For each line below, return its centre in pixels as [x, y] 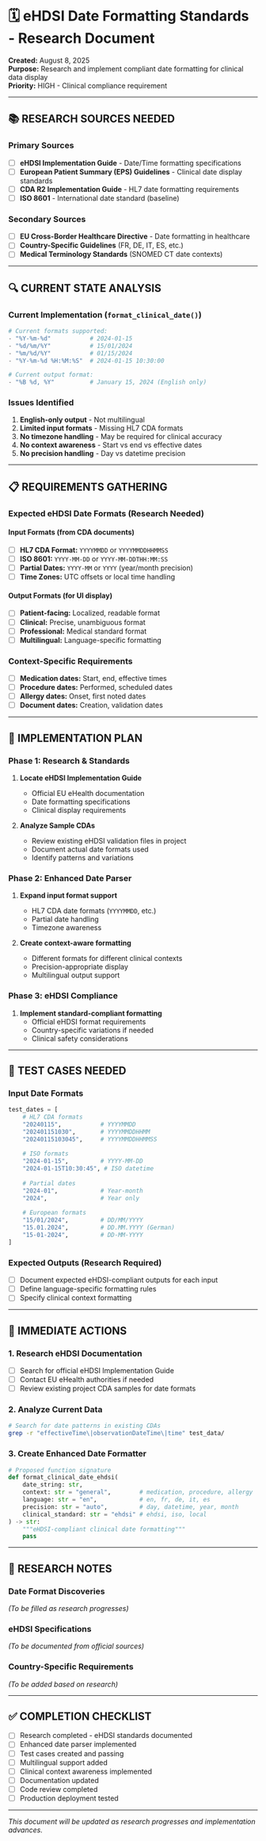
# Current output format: [51, 375]
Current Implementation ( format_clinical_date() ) [105, 315]
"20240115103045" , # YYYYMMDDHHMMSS [90, 1139]
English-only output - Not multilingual [82, 420]
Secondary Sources [47, 219]
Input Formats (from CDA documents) [71, 532]
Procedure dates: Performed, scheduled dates [96, 687]
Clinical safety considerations [80, 1038]
